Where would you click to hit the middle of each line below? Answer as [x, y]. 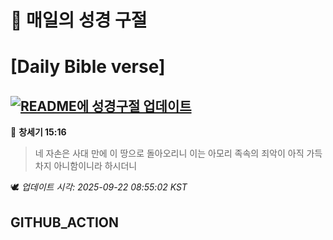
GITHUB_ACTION [65, 222]
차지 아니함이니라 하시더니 [86, 166]
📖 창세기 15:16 [38, 132]
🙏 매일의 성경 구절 [79, 20]
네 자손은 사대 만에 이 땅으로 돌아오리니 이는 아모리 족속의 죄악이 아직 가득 [178, 153]
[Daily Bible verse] [88, 67]
